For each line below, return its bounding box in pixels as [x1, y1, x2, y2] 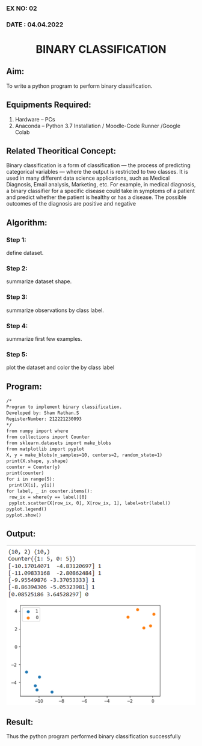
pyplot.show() [6, 512, 42, 518]
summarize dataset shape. [6, 278, 72, 285]
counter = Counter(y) [6, 464, 61, 470]
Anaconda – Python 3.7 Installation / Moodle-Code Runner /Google [14, 122, 181, 129]
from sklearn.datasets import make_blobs [6, 440, 112, 446]
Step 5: [6, 350, 28, 358]
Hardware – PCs [14, 115, 55, 123]
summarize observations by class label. [6, 307, 104, 314]
